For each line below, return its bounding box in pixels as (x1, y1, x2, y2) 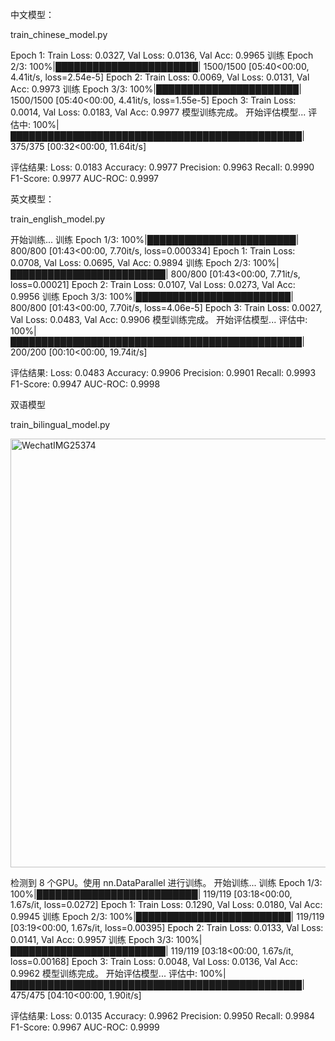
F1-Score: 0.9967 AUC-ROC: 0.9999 (10, 1021, 160, 1033)
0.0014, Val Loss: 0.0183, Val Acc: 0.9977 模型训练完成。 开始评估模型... (10, 106, 307, 118)
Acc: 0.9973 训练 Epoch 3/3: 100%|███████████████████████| (10, 83, 302, 95)
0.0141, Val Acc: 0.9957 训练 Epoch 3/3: (10, 934, 174, 945)
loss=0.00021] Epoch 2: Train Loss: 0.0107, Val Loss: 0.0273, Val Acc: (10, 279, 296, 290)
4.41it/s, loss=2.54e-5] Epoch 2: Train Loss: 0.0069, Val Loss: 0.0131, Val (10, 71, 310, 83)
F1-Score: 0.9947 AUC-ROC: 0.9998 (10, 378, 161, 390)
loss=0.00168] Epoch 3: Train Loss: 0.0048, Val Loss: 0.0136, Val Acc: (10, 956, 298, 967)
